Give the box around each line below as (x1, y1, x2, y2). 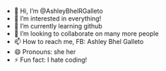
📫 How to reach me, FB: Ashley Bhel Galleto (13, 38, 144, 45)
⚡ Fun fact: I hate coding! (13, 55, 88, 64)
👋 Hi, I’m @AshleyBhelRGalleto (13, 7, 104, 15)
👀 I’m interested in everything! (13, 14, 102, 23)
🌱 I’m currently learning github (13, 22, 102, 30)
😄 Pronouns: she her (13, 48, 76, 56)
